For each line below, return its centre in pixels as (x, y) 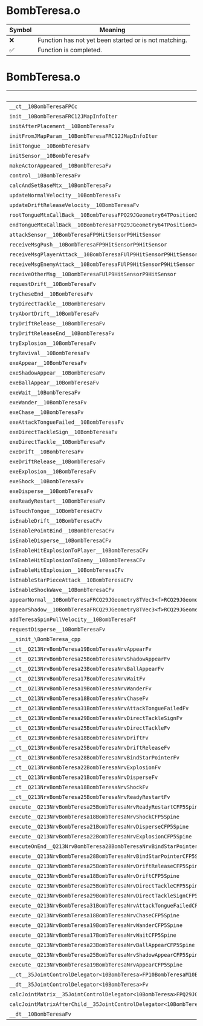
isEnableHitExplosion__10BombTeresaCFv (66, 570)
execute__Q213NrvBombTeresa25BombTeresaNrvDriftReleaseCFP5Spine (105, 866)
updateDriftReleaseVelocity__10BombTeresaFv (74, 205)
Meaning (112, 30)
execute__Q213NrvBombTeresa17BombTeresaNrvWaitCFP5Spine (93, 935)
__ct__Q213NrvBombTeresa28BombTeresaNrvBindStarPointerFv (95, 757)
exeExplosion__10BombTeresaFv (53, 471)
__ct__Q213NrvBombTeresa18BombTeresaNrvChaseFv (79, 698)
